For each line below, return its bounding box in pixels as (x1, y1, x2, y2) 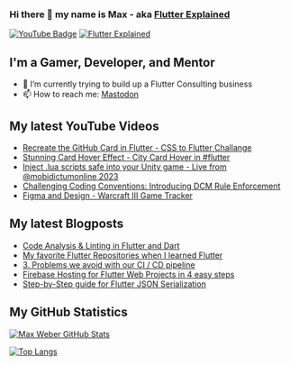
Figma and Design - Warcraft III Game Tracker (22, 189, 194, 201)
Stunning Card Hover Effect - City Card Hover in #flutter (22, 151, 231, 162)
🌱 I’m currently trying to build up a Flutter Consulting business (22, 78, 253, 89)
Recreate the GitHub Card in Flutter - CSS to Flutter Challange (22, 142, 252, 152)
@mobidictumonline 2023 (22, 170, 119, 181)
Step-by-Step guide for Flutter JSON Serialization (22, 279, 207, 289)
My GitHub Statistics (9, 305, 128, 320)
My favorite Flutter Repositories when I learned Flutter (22, 250, 223, 261)
